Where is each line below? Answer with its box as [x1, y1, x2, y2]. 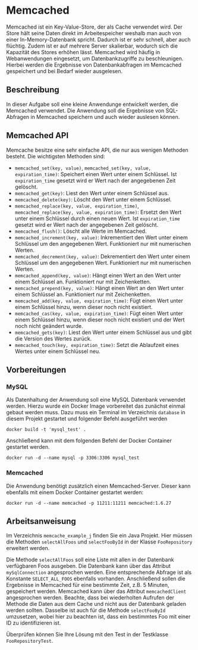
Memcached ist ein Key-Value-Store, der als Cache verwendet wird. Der [6, 23, 183, 30]
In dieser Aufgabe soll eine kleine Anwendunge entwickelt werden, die [6, 101, 178, 108]
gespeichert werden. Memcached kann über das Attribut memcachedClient [6, 587, 187, 595]
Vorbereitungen [6, 364, 67, 375]
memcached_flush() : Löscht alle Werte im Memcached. [14, 227, 147, 235]
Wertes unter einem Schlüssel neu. [14, 348, 100, 355]
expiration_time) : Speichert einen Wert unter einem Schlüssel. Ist [14, 170, 177, 177]
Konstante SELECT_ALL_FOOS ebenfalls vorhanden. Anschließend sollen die [6, 575, 186, 582]
